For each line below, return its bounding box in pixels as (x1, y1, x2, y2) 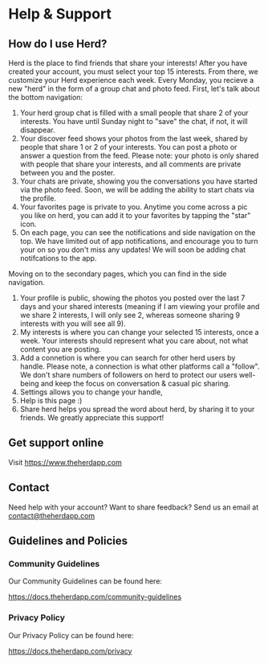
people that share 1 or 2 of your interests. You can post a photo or (19, 142, 238, 151)
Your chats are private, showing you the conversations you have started (19, 176, 258, 186)
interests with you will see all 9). (19, 319, 126, 328)
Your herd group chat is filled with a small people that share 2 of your (19, 108, 249, 118)
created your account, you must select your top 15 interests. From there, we (8, 67, 258, 76)
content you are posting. (19, 344, 102, 354)
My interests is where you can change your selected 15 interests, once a (19, 328, 259, 336)
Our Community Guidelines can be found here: (8, 576, 163, 586)
